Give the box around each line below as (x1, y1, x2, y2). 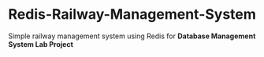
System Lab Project (8, 39, 73, 48)
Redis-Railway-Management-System (8, 5, 256, 23)
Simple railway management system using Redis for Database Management (8, 31, 256, 41)
